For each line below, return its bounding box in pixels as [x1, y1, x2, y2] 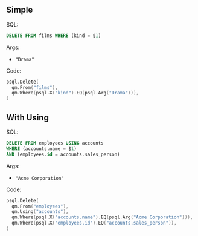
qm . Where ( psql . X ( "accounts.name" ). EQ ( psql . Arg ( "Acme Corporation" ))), [11, 214, 193, 220]
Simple [6, 5, 33, 15]
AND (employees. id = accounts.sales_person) [6, 151, 120, 157]
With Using [6, 112, 49, 123]
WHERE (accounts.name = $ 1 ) [6, 145, 77, 152]
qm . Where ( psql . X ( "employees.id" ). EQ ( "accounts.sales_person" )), [11, 220, 177, 226]
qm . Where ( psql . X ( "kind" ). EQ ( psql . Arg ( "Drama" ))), [11, 90, 139, 96]
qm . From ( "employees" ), [11, 203, 69, 209]
